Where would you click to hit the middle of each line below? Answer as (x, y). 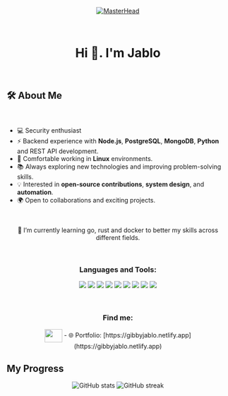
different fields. (118, 237)
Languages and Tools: (118, 270)
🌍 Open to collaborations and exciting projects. (86, 200)
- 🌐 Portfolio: (83, 335)
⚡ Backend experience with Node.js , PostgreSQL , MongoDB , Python (118, 140)
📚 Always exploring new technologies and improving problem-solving (119, 167)
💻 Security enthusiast (49, 130)
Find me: (118, 318)
